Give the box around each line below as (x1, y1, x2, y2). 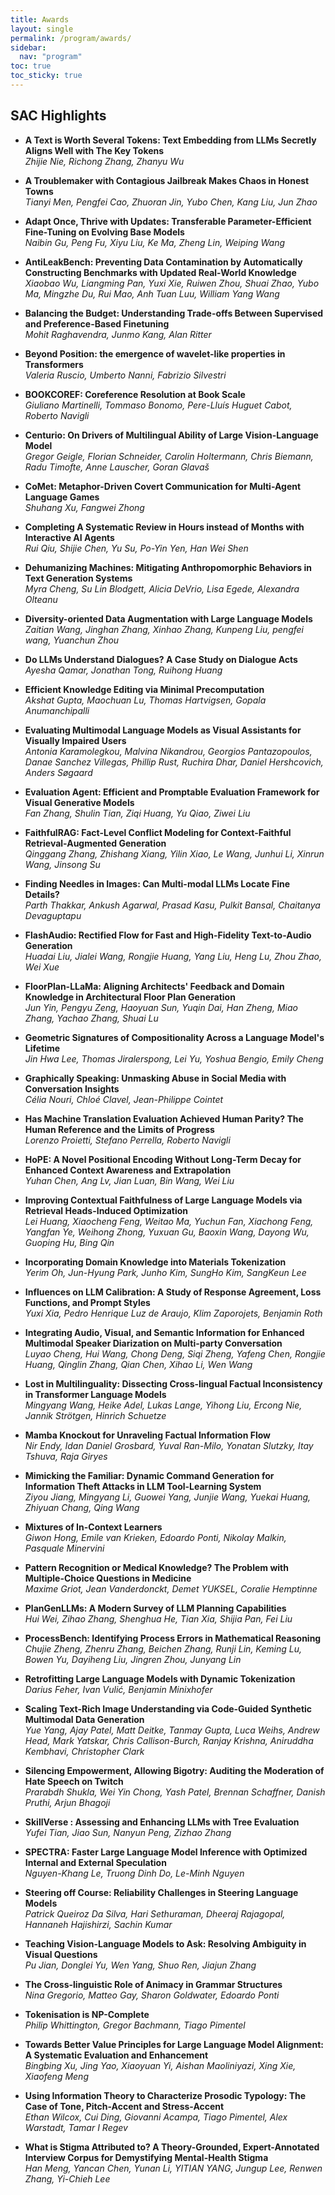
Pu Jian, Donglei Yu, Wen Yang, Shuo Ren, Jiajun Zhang (24, 1959, 257, 1971)
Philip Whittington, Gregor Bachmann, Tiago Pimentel (24, 2019, 246, 2031)
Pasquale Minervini (24, 1542, 105, 1554)
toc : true (10, 61, 52, 71)
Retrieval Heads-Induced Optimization (24, 1204, 189, 1216)
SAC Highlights (10, 107, 107, 125)
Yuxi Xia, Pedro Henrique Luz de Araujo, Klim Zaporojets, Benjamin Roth (24, 1307, 323, 1319)
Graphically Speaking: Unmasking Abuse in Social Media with (24, 1072, 287, 1084)
